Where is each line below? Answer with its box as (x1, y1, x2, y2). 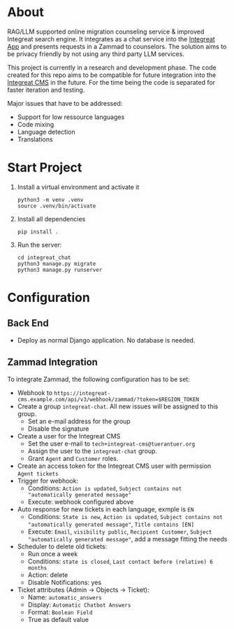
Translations (17, 134, 54, 144)
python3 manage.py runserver (17, 266, 103, 273)
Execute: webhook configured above (27, 497, 134, 506)
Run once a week (27, 549, 78, 558)
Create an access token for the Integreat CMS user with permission (17, 462, 212, 470)
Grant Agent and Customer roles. (27, 454, 119, 462)
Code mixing (17, 120, 54, 128)
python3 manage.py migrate (17, 260, 96, 267)
